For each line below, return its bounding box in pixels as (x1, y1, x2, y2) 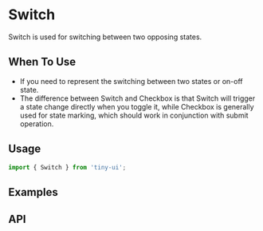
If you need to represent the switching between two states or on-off (19, 76, 243, 86)
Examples (8, 185, 58, 199)
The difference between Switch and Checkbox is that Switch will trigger (19, 94, 256, 103)
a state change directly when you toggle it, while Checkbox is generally (19, 102, 254, 111)
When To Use (8, 55, 77, 69)
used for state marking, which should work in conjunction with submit (19, 110, 249, 120)
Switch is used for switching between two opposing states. (8, 32, 202, 42)
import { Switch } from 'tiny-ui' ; (8, 163, 127, 171)
